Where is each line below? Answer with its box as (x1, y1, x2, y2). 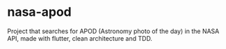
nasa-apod (7, 4, 72, 20)
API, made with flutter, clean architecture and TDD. (7, 34, 153, 42)
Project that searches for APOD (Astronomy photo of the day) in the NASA (7, 27, 220, 35)
